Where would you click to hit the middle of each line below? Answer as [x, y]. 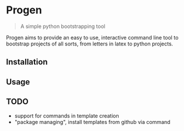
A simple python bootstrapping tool [63, 26]
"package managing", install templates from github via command [92, 122]
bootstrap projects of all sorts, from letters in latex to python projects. [90, 44]
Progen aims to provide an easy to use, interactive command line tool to [92, 37]
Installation [27, 62]
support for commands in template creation [67, 116]
